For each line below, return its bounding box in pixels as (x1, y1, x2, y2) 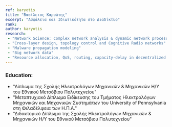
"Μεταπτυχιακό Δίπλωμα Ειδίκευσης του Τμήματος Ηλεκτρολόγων (12, 94, 156, 100)
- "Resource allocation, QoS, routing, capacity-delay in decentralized (7, 55, 166, 60)
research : (5, 31, 27, 36)
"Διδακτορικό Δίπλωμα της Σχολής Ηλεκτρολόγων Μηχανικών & (12, 110, 152, 116)
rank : (5, 21, 17, 27)
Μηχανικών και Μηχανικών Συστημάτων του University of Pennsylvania (12, 99, 166, 106)
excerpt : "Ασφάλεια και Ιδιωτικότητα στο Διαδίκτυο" (5, 17, 120, 22)
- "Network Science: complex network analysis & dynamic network (7, 36, 150, 41)
